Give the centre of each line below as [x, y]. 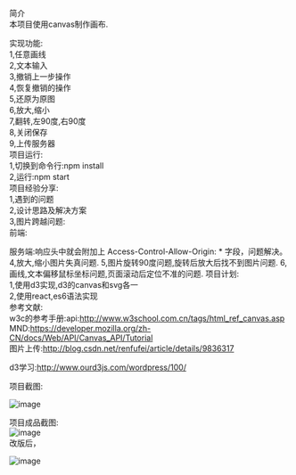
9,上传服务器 [33, 143]
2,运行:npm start [39, 177]
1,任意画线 [28, 54]
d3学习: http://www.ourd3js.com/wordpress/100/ [98, 367]
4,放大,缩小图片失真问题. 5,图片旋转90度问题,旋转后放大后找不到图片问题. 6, [148, 262]
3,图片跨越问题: [37, 221]
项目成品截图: [34, 422]
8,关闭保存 [29, 132]
